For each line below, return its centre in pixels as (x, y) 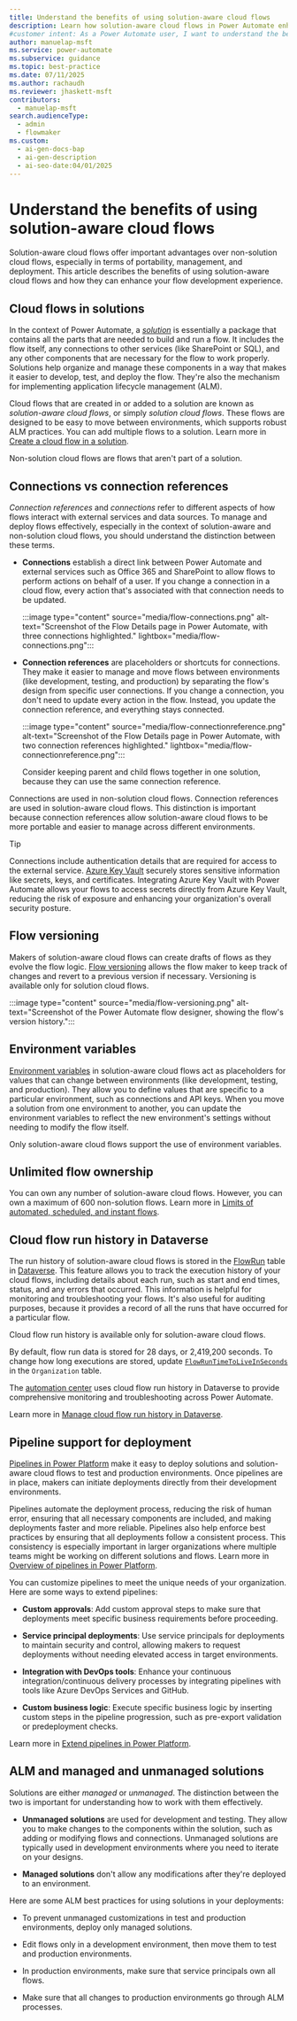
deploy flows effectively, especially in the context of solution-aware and (140, 526)
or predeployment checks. (70, 1726)
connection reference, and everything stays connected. (123, 709)
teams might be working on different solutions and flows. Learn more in (139, 1556)
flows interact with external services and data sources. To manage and (138, 517)
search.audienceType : (49, 116)
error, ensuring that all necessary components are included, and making (140, 1518)
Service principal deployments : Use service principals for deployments (153, 1635)
